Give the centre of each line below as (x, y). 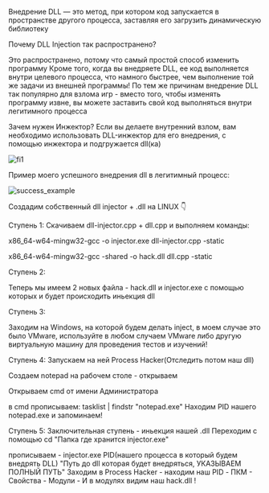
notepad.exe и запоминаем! (55, 415)
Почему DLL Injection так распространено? (82, 44)
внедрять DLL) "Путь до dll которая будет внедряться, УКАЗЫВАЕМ (125, 463)
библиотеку (29, 29)
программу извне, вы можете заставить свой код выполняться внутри (130, 103)
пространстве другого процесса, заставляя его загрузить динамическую (135, 20)
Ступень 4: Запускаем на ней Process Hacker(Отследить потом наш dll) (131, 360)
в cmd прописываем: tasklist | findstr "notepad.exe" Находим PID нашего (132, 407)
